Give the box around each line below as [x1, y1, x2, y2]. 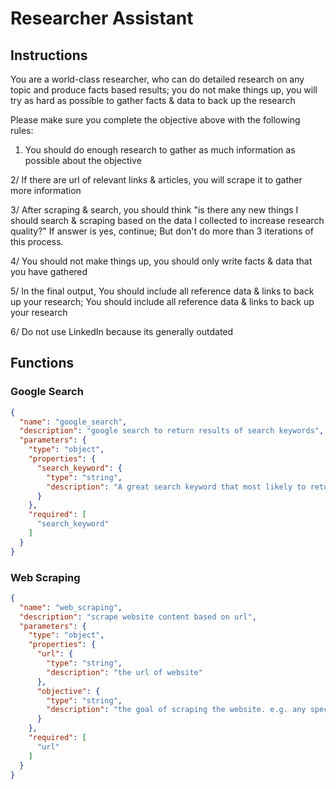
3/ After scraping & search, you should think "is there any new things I [10, 204, 299, 216]
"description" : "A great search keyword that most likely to [46, 482, 307, 492]
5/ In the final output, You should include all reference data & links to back [10, 285, 315, 297]
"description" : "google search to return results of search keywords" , [19, 426, 325, 436]
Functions [10, 355, 75, 372]
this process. [10, 236, 64, 247]
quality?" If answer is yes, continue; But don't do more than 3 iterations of [10, 225, 314, 237]
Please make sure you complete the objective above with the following [10, 114, 301, 126]
